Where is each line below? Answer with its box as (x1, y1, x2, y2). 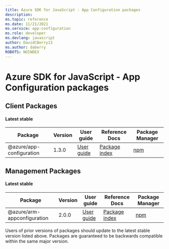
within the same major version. (5, 238, 69, 244)
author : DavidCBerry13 (5, 40, 53, 45)
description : (5, 12, 33, 17)
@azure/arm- (8, 208, 41, 215)
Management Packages (5, 167, 81, 175)
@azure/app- (8, 143, 40, 150)
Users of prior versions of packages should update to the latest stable (5, 227, 150, 233)
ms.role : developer (5, 31, 46, 36)
